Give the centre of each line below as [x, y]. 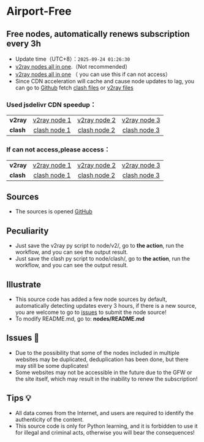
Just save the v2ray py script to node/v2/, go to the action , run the [99, 246]
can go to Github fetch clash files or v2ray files [74, 88]
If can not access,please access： [58, 150]
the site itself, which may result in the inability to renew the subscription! [106, 379]
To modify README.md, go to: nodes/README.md [80, 319]
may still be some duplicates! [52, 365]
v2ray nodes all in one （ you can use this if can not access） [93, 74]
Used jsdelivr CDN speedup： [51, 104]
